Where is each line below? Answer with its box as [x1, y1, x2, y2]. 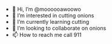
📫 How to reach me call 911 [12, 32, 82, 38]
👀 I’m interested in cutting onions [12, 12, 94, 19]
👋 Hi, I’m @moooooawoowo [12, 6, 82, 12]
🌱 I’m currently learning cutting [12, 18, 90, 25]
